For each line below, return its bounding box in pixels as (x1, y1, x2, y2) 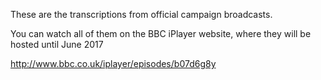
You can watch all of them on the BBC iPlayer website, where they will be (10, 28, 312, 39)
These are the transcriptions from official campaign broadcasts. (10, 9, 273, 20)
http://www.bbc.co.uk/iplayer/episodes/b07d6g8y (10, 58, 217, 69)
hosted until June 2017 (10, 39, 104, 50)
